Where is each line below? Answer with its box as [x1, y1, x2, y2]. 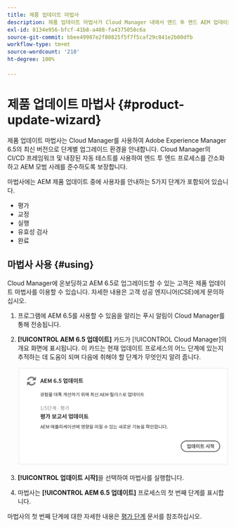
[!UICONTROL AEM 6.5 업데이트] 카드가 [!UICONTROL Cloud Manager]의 [17, 334, 227, 344]
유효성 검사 [17, 227, 48, 235]
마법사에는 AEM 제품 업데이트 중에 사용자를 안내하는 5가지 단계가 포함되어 [7, 177, 210, 186]
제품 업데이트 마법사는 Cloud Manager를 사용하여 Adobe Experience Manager [7, 136, 227, 144]
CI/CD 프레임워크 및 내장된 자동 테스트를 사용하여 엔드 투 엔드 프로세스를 [7, 153, 206, 162]
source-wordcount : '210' [7, 48, 80, 56]
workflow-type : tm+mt [7, 41, 71, 48]
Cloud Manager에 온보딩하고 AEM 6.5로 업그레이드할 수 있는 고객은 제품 [7, 278, 207, 287]
